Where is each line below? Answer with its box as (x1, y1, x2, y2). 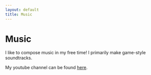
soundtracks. (5, 55, 32, 61)
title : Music (5, 12, 32, 17)
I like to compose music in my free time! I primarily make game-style (5, 50, 146, 56)
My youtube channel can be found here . (5, 65, 88, 71)
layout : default (5, 7, 39, 12)
